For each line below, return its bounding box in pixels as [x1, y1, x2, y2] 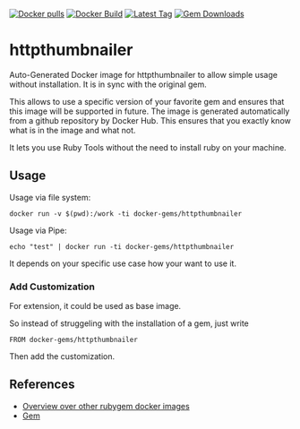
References [9, 377, 75, 392]
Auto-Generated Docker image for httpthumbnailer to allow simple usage [9, 69, 278, 80]
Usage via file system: [9, 192, 91, 202]
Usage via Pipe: [9, 225, 67, 236]
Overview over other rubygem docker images [21, 400, 190, 411]
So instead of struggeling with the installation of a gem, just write [9, 318, 249, 329]
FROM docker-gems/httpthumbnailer [9, 336, 139, 345]
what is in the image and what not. [9, 124, 136, 135]
